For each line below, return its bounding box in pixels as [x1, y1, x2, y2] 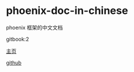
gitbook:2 [6, 35, 29, 42]
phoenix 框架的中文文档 [6, 24, 63, 31]
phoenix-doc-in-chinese [6, 4, 129, 17]
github [6, 59, 22, 66]
